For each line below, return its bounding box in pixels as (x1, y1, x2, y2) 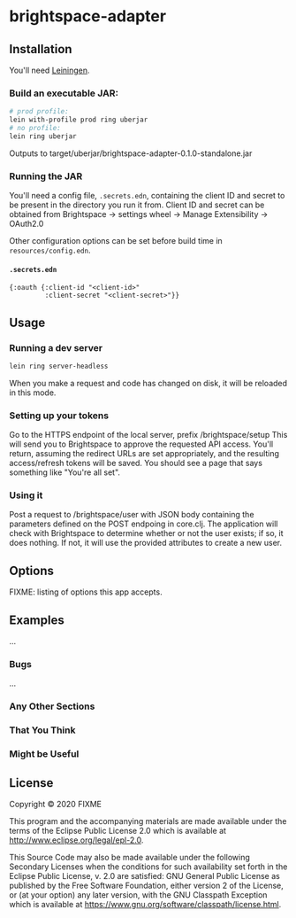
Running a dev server (9, 341, 103, 354)
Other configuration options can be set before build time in (9, 236, 223, 246)
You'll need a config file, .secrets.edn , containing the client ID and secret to (9, 191, 285, 201)
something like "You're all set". (9, 467, 121, 478)
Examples (9, 612, 65, 627)
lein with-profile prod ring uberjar (9, 115, 148, 125)
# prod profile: (9, 107, 69, 116)
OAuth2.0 (9, 219, 44, 229)
